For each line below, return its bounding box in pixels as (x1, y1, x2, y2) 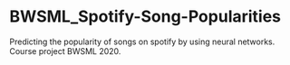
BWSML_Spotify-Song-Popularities (9, 6, 282, 27)
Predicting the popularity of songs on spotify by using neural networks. (9, 36, 275, 47)
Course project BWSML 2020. (9, 45, 121, 56)
